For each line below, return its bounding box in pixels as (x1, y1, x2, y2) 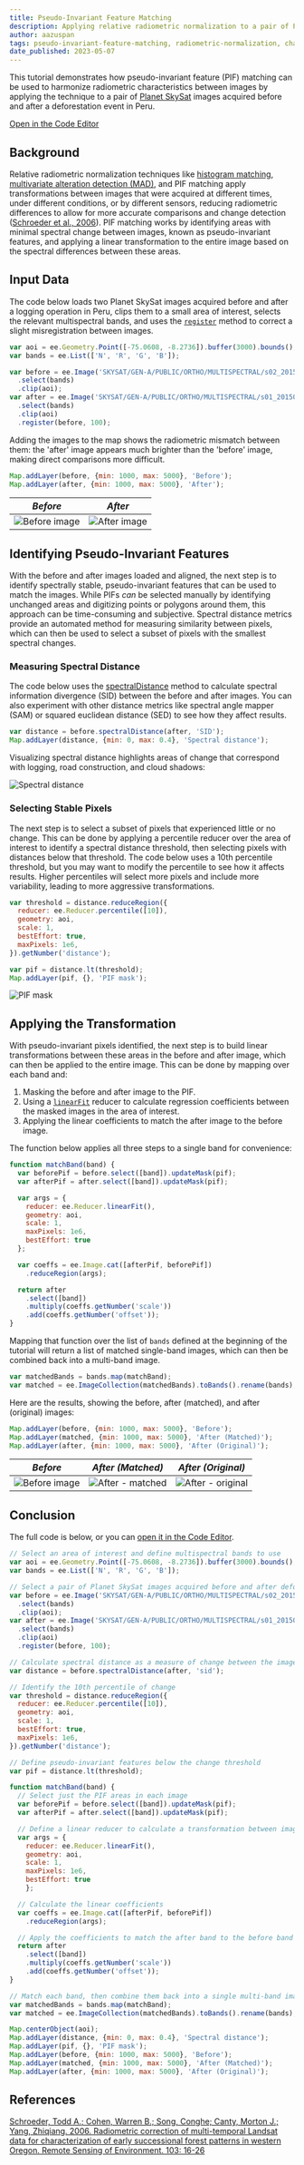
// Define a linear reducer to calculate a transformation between (17, 1824, 278, 1833)
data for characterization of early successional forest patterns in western (9, 2135, 282, 2146)
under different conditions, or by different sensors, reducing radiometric (9, 197, 278, 209)
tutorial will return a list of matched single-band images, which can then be (9, 1345, 289, 1356)
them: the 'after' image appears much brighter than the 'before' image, (9, 444, 273, 454)
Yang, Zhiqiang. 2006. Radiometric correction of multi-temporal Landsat (9, 2126, 279, 2137)
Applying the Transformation (9, 1016, 176, 1031)
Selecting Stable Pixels (9, 802, 113, 814)
